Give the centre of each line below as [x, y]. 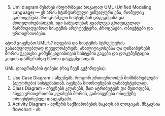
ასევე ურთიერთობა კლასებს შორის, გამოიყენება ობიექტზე [74, 94]
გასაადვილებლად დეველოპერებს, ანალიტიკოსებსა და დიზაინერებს [78, 48]
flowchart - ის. [27, 109]
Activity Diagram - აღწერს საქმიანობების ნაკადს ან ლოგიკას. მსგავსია [86, 104]
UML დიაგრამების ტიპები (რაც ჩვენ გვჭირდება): [56, 68]
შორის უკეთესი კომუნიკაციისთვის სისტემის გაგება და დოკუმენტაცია [77, 53]
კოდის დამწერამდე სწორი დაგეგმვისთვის [50, 58]
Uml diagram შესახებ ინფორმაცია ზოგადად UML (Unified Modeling [82, 7]
